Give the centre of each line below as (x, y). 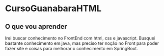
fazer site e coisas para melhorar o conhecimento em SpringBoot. (72, 48)
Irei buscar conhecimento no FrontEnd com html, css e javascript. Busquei (80, 38)
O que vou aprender (36, 27)
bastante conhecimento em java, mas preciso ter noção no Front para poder (82, 43)
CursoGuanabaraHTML (53, 9)
